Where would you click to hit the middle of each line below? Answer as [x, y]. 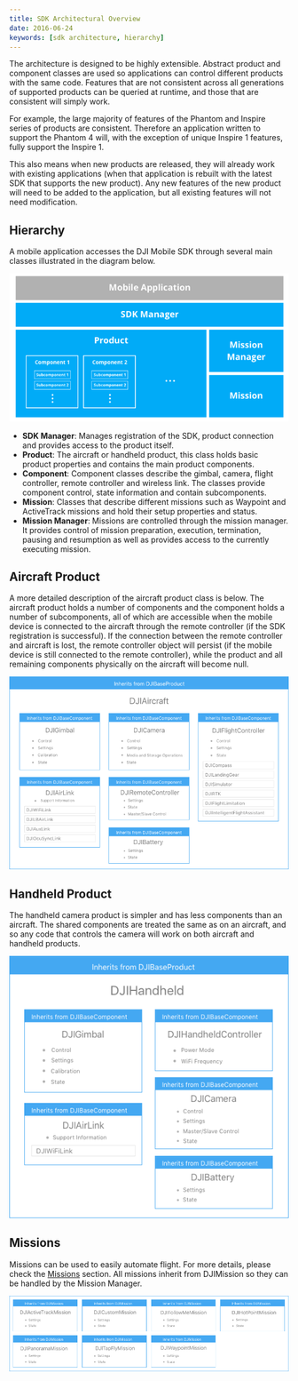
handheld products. [45, 944]
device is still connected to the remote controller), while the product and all [146, 655]
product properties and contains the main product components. [138, 464]
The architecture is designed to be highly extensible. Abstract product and [145, 64]
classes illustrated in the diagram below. [82, 261]
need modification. [43, 202]
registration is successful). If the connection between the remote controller [146, 636]
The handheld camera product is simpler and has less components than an [146, 915]
